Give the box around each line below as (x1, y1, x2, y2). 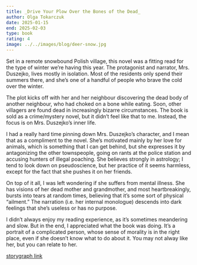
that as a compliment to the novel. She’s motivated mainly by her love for (6, 137, 182, 144)
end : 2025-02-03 (6, 25, 46, 31)
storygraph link (6, 252, 43, 259)
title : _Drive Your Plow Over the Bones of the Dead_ (6, 8, 141, 15)
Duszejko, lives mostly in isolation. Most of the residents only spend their (6, 70, 183, 77)
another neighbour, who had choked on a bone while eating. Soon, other (6, 100, 182, 107)
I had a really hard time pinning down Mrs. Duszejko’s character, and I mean (6, 130, 189, 137)
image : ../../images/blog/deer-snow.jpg (6, 42, 107, 48)
